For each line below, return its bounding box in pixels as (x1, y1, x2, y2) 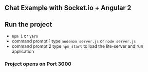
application (11, 48, 35, 55)
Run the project (4, 20, 52, 29)
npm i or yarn (11, 33, 38, 39)
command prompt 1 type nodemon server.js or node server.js (11, 38, 136, 44)
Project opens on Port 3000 (4, 60, 72, 67)
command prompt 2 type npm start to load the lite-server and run (11, 43, 144, 49)
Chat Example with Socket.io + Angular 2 (4, 4, 131, 12)
